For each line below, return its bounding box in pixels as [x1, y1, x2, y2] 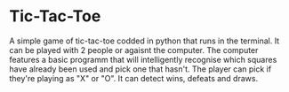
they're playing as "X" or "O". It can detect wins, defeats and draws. [9, 73, 259, 83]
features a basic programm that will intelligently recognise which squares [9, 54, 277, 65]
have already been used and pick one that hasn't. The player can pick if [9, 64, 272, 74]
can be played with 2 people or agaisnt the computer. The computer [9, 44, 259, 55]
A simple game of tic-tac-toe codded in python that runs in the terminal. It [9, 35, 280, 46]
